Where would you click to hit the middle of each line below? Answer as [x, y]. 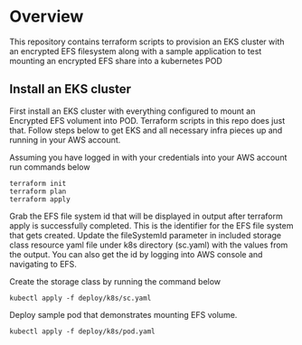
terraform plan [38, 191]
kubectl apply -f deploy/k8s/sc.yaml [80, 298]
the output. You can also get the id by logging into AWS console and [136, 254]
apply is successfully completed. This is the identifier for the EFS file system [151, 225]
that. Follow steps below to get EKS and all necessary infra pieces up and [146, 130]
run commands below [50, 167]
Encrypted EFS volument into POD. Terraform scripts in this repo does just [147, 120]
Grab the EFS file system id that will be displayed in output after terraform [146, 216]
